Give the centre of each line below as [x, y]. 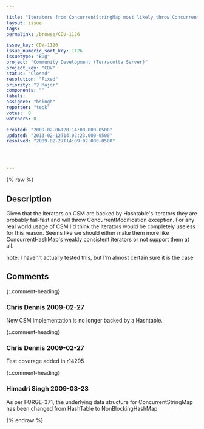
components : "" [25, 91]
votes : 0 [19, 113]
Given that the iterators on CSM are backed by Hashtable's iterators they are [102, 213]
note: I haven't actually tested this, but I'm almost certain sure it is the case [100, 257]
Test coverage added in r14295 [45, 361]
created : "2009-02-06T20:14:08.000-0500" [59, 130]
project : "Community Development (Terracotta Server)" [77, 62]
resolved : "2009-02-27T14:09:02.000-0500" [61, 141]
